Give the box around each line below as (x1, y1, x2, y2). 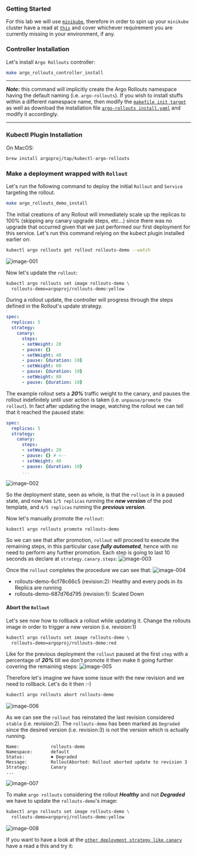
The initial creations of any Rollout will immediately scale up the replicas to (6, 210, 186, 218)
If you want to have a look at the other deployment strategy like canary (6, 836, 182, 843)
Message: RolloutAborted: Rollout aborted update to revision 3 (6, 759, 188, 765)
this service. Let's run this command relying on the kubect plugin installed (6, 229, 185, 236)
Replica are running (14, 584, 62, 591)
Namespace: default (6, 749, 69, 755)
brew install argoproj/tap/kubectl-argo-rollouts (6, 155, 130, 161)
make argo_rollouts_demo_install (6, 200, 88, 206)
